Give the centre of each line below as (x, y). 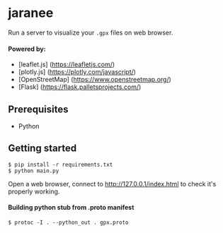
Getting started (42, 149)
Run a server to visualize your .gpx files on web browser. (91, 32)
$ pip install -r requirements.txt (61, 165)
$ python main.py (34, 171)
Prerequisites (38, 109)
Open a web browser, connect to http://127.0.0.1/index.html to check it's (112, 184)
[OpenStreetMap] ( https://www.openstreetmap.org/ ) (95, 80)
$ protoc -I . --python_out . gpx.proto (69, 222)
